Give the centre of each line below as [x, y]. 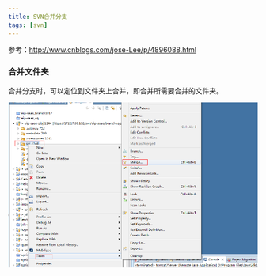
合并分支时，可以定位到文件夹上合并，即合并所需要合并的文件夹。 [116, 90]
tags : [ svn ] [28, 25]
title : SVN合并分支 [38, 17]
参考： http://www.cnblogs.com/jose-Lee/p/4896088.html [102, 49]
